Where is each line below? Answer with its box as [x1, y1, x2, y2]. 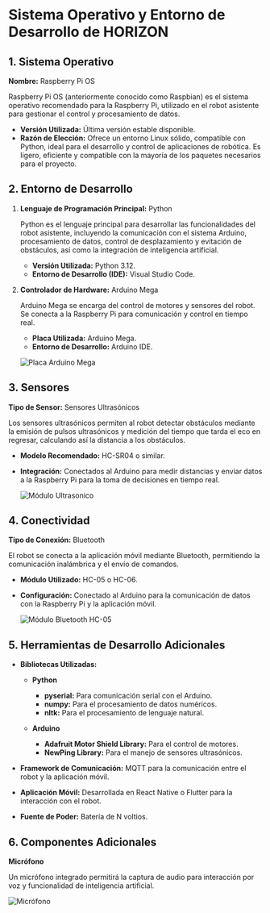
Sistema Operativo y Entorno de [8, 6, 226, 24]
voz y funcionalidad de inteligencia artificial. [8, 881, 155, 890]
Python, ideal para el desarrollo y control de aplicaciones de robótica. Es [19, 142, 261, 151]
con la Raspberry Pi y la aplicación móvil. [19, 599, 157, 609]
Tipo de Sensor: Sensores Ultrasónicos [8, 402, 139, 412]
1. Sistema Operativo [8, 55, 114, 69]
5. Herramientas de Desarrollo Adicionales [8, 638, 226, 652]
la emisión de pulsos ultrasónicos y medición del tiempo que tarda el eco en [8, 426, 261, 436]
